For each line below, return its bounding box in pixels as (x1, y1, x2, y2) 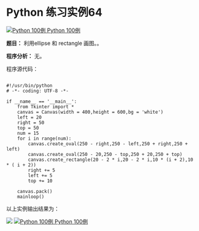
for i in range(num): (17, 135, 71, 142)
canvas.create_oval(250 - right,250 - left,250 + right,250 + (28, 140, 188, 147)
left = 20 (17, 114, 42, 120)
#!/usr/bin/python (6, 82, 53, 88)
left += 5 (28, 172, 53, 178)
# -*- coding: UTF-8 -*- (6, 88, 69, 94)
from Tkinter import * (17, 103, 74, 109)
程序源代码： (6, 65, 38, 73)
